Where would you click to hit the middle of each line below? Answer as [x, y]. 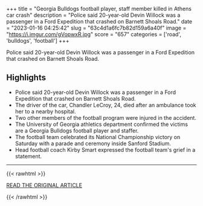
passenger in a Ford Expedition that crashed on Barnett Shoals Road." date [99, 21]
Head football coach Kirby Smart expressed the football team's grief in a [105, 149]
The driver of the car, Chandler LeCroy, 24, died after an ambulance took [105, 105]
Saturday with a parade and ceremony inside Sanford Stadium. [93, 143]
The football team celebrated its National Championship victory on [98, 137]
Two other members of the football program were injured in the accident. [105, 117]
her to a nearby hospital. [46, 111]
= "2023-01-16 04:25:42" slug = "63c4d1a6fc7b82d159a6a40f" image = [96, 28]
